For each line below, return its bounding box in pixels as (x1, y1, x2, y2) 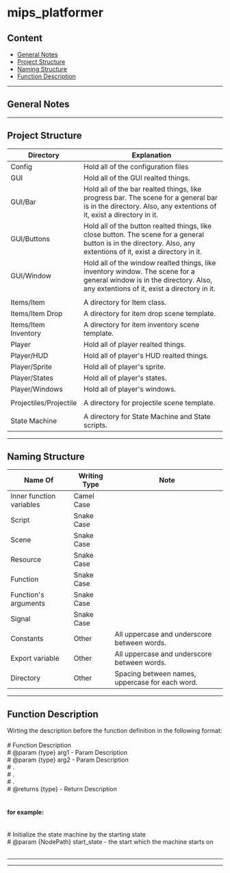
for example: (7, 808, 44, 816)
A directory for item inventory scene (83, 319, 200, 329)
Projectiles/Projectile (10, 398, 77, 407)
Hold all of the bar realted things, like (83, 184, 202, 194)
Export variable (10, 654, 60, 664)
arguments (10, 599, 46, 609)
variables (10, 500, 40, 510)
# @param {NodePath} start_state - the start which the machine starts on (7, 838, 214, 846)
